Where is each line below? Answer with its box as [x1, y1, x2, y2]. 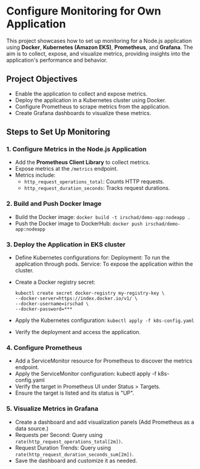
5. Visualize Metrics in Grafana [6, 404, 99, 413]
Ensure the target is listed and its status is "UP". [15, 389, 135, 397]
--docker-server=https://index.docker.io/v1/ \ [15, 295, 138, 302]
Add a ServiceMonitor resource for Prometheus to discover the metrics [15, 357, 193, 364]
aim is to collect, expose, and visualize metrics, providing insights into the [6, 50, 190, 57]
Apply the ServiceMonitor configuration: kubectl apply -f [15, 370, 156, 378]
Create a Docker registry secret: [15, 278, 96, 286]
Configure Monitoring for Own [6, 4, 162, 18]
